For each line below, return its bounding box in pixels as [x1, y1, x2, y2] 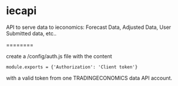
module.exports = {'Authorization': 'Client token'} [6, 64, 138, 70]
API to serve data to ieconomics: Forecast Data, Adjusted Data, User [6, 24, 172, 31]
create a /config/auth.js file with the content [6, 52, 112, 59]
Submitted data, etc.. [6, 29, 57, 37]
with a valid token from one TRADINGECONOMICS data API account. [6, 74, 172, 81]
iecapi [6, 4, 37, 18]
